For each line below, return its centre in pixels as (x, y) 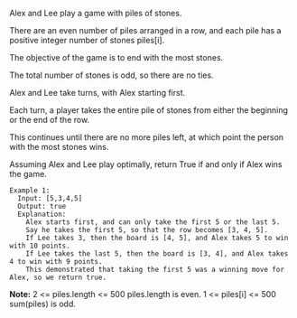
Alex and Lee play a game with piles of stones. (96, 13)
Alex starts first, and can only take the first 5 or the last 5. (153, 222)
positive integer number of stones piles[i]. (87, 40)
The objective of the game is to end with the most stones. (116, 57)
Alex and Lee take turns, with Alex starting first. (97, 93)
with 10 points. (40, 246)
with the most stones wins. (59, 147)
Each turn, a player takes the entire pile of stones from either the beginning (149, 110)
